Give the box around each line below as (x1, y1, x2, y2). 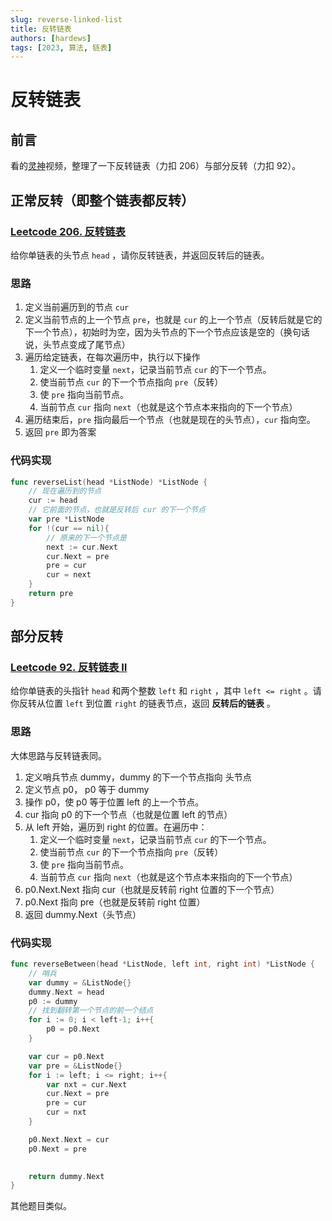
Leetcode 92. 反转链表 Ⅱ (10, 661, 128, 675)
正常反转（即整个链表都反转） (10, 192, 195, 209)
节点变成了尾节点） (51, 339, 131, 351)
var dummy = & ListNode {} (28, 977, 132, 988)
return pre (28, 589, 74, 599)
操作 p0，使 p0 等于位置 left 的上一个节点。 (24, 796, 205, 808)
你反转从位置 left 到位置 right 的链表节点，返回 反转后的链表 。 (10, 697, 277, 710)
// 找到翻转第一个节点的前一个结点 (28, 1006, 154, 1016)
